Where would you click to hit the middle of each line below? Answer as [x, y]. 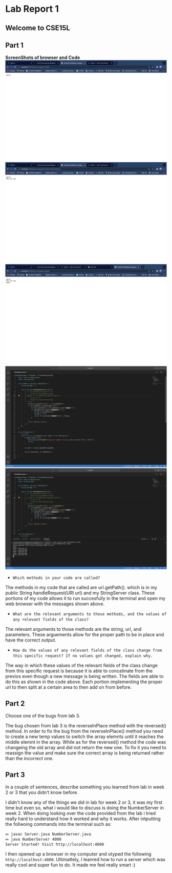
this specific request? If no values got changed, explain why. [83, 656]
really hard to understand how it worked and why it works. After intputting [83, 819]
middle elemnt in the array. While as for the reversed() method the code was [86, 742]
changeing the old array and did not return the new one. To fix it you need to [86, 748]
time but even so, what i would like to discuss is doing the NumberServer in [85, 808]
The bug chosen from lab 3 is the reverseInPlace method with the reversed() [86, 726]
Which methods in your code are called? [56, 578]
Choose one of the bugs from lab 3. [43, 716]
